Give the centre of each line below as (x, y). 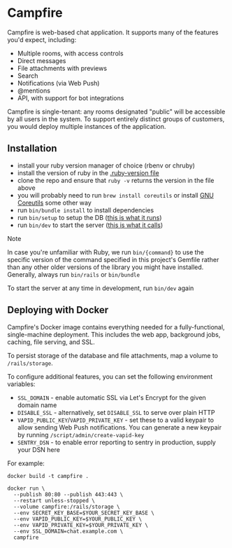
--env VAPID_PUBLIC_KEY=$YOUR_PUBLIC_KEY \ (78, 519)
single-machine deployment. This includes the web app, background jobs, (114, 334)
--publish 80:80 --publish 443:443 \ (68, 494)
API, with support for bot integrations (71, 98)
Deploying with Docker (58, 310)
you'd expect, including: (42, 39)
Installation (32, 149)
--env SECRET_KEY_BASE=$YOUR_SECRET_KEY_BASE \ (84, 513)
